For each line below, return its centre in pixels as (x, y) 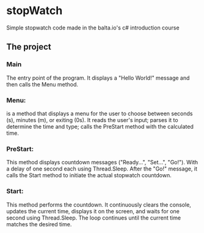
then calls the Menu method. (42, 84)
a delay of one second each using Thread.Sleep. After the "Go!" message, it (102, 169)
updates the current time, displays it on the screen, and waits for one (93, 211)
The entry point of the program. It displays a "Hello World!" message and (98, 78)
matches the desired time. (39, 224)
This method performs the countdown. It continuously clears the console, (99, 204)
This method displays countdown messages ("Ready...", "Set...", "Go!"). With (102, 162)
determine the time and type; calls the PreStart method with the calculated (100, 126)
